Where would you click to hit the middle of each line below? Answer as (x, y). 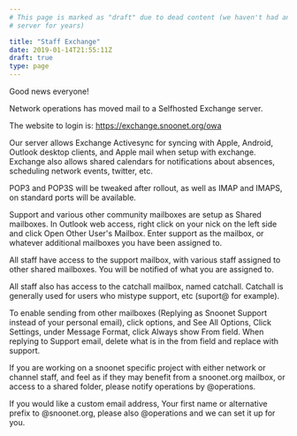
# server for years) (47, 26)
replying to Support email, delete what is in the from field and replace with (144, 341)
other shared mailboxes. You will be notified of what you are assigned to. (141, 269)
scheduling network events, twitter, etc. (81, 171)
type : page (29, 66)
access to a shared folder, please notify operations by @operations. (133, 386)
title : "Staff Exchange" (55, 42)
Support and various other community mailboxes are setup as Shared (136, 214)
